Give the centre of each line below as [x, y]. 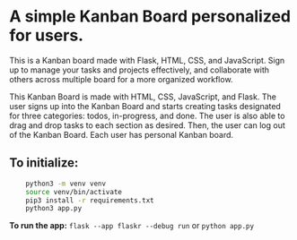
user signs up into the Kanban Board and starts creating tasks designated [145, 106]
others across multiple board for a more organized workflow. [121, 79]
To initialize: [44, 163]
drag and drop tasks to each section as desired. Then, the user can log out [147, 125]
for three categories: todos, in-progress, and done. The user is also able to [147, 116]
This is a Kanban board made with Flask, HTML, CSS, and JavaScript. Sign [147, 60]
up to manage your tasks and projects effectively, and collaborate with [140, 70]
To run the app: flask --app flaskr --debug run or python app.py [131, 226]
